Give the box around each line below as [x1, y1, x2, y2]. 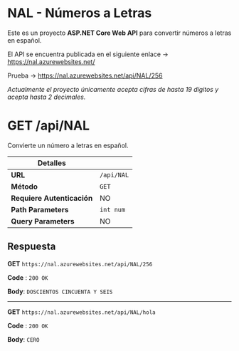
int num [99, 205, 126, 214]
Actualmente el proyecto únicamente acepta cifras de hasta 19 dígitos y [7, 85, 219, 93]
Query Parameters [11, 216, 75, 226]
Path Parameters [11, 204, 69, 214]
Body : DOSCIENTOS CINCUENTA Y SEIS [7, 287, 113, 295]
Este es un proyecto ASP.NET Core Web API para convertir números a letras [7, 28, 232, 37]
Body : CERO [7, 335, 40, 343]
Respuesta [7, 241, 56, 253]
